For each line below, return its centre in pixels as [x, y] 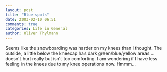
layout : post [19, 10]
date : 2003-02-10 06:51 [31, 19]
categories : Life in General [36, 29]
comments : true [22, 24]
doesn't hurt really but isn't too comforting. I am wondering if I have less [81, 59]
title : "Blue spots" [27, 15]
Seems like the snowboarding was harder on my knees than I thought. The [84, 48]
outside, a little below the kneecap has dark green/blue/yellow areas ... [80, 53]
